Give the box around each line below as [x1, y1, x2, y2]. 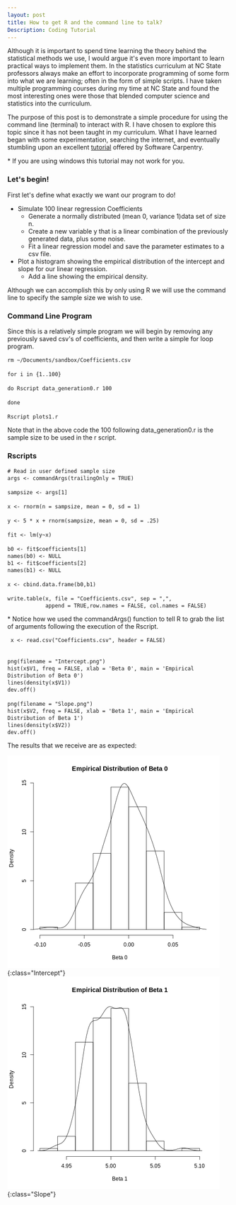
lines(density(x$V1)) [7, 680, 71, 687]
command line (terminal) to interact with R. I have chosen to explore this [7, 120, 217, 129]
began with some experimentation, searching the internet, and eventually [7, 135, 220, 144]
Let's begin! [7, 174, 49, 184]
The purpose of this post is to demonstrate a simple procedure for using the [7, 113, 228, 122]
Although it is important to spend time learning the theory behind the [7, 47, 207, 55]
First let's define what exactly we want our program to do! [7, 190, 176, 199]
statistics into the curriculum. [7, 99, 92, 108]
